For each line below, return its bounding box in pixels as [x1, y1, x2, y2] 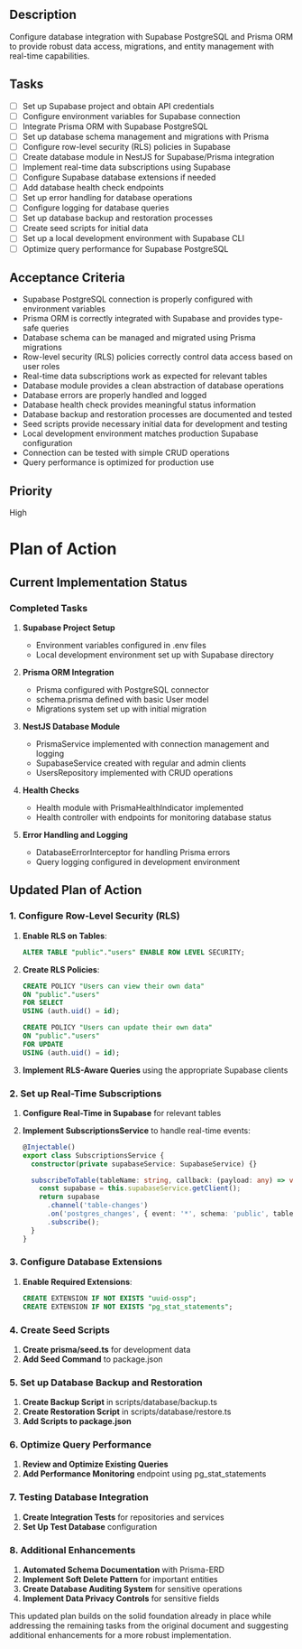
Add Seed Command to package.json [22, 1354, 164, 1365]
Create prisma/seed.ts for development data [22, 1344, 191, 1355]
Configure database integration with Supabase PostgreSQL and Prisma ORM [9, 31, 294, 42]
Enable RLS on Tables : [22, 930, 107, 941]
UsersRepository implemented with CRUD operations [35, 768, 233, 778]
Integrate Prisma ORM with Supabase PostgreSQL [22, 121, 209, 132]
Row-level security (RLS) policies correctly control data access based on [22, 351, 293, 362]
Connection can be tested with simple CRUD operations [22, 447, 230, 459]
